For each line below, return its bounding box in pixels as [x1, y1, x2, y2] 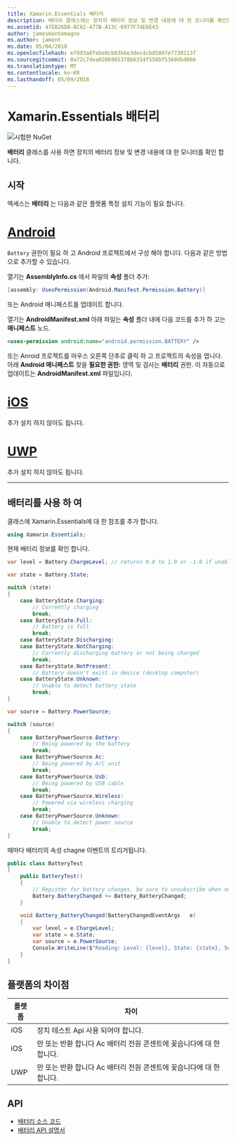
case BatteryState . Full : [20, 617, 93, 624]
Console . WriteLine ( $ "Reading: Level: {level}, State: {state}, [32, 944, 221, 952]
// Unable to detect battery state [32, 682, 137, 690]
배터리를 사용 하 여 [7, 497, 82, 509]
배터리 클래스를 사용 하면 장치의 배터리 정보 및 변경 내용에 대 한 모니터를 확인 [7, 148, 217, 156]
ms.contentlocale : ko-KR [7, 69, 80, 76]
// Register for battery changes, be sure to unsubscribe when [32, 886, 221, 893]
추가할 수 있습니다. [20, 258, 72, 266]
